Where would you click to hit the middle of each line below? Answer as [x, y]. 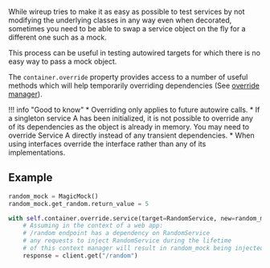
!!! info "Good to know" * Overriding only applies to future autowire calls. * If [134, 109]
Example [31, 177]
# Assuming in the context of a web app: [93, 226]
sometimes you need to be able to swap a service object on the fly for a [127, 29]
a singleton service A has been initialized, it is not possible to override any [131, 118]
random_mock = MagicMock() [53, 196]
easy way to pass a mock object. [63, 61]
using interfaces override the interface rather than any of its [107, 144]
